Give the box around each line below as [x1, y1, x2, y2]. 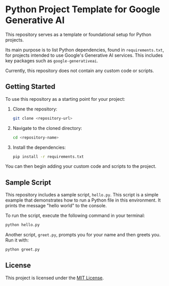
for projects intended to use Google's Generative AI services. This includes [5, 52, 163, 58]
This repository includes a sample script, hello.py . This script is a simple [5, 192, 159, 198]
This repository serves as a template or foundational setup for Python [5, 31, 152, 37]
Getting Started [5, 82, 56, 91]
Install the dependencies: [12, 144, 66, 150]
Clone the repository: [12, 106, 58, 112]
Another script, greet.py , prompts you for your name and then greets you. [5, 232, 161, 238]
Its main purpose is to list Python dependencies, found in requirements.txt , [5, 47, 164, 53]
